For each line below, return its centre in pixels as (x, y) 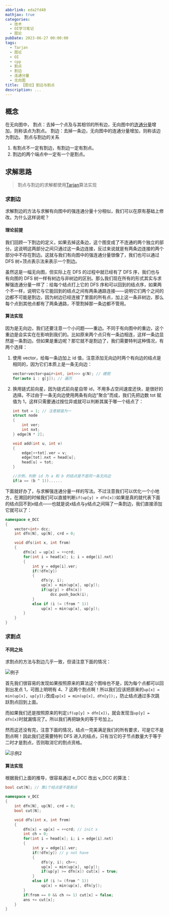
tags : (11, 43)
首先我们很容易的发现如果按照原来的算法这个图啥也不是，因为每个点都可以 (82, 683)
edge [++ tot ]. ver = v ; (44, 453)
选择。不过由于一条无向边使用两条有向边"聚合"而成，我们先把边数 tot (84, 395)
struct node (25, 416)
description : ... (23, 90)
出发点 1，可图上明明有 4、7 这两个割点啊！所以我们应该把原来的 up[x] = (84, 690)
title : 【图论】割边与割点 (30, 85)
